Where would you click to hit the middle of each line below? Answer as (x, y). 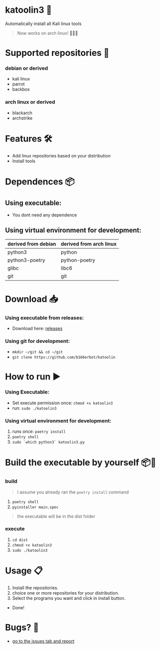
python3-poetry (26, 260)
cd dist (20, 540)
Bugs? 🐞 (22, 627)
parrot (18, 84)
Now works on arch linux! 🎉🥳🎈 (47, 33)
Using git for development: (37, 341)
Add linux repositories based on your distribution (61, 156)
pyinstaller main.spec (35, 507)
